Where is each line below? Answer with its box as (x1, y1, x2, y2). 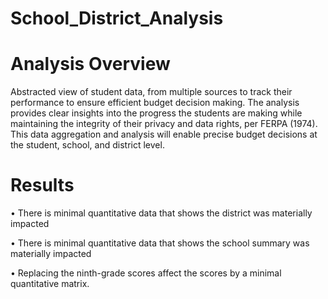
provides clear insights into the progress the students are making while (10, 107, 303, 119)
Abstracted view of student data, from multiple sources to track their (10, 86, 293, 98)
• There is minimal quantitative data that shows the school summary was (10, 237, 310, 249)
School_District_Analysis (10, 7, 224, 30)
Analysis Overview (10, 53, 171, 76)
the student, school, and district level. (10, 139, 165, 151)
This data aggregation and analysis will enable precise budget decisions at (10, 128, 318, 141)
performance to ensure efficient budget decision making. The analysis (10, 97, 300, 109)
